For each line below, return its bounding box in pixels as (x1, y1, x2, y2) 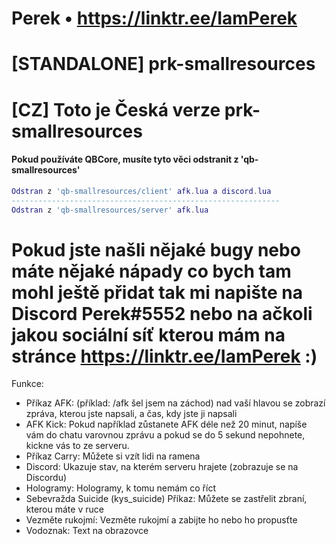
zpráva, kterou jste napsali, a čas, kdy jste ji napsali (25, 408, 238, 420)
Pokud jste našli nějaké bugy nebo (11, 238, 301, 261)
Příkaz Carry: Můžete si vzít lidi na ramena (25, 450, 201, 462)
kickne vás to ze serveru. (25, 440, 130, 452)
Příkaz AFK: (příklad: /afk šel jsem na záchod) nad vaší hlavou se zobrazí (25, 397, 326, 409)
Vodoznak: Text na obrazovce (25, 525, 149, 537)
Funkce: (11, 378, 44, 390)
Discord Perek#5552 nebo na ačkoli (11, 302, 313, 325)
